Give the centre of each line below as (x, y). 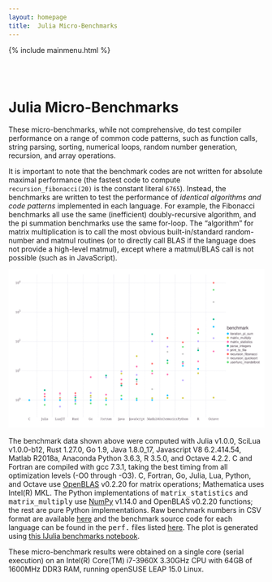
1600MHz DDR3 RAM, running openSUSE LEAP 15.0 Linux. (106, 569)
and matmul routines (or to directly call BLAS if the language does (146, 241)
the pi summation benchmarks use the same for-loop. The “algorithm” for (131, 223)
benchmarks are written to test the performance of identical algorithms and (135, 197)
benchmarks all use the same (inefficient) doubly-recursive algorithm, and (132, 215)
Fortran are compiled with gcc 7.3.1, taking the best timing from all (118, 466)
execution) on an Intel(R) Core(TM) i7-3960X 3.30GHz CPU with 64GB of (131, 560)
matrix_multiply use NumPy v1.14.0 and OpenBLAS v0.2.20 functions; (131, 501)
